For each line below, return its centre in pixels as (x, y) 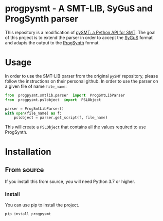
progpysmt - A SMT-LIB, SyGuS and (79, 9)
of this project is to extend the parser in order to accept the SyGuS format (79, 38)
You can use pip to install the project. (42, 205)
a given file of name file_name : (36, 86)
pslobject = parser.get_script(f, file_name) (61, 118)
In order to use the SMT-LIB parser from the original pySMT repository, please (81, 76)
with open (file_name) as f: (34, 113)
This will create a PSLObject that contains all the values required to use (76, 127)
